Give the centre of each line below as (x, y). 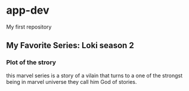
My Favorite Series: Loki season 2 (70, 45)
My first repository (29, 27)
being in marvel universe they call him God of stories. (72, 81)
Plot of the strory (31, 62)
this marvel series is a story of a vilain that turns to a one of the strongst (94, 76)
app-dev (28, 10)
